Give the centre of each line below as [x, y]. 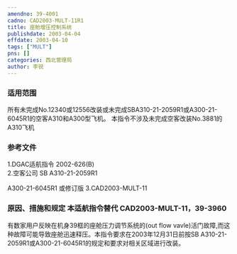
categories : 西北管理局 [40, 60]
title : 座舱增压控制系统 [40, 27]
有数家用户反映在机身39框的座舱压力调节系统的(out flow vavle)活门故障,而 [116, 225]
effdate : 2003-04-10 [38, 40]
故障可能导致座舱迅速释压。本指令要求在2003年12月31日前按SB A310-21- [120, 234]
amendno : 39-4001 [33, 14]
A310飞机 [21, 127]
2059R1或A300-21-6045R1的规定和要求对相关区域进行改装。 [96, 243]
